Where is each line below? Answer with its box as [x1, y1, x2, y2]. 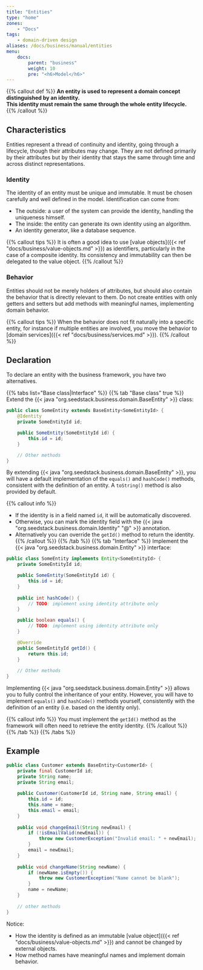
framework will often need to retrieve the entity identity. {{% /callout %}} [6, 722, 188, 729]
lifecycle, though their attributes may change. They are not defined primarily [6, 147, 197, 155]
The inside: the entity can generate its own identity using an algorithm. [15, 220, 191, 228]
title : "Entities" [6, 9, 53, 15]
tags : [6, 32, 20, 38]
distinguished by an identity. [6, 94, 80, 101]
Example [6, 746, 40, 757]
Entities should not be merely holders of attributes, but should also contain [6, 287, 193, 294]
